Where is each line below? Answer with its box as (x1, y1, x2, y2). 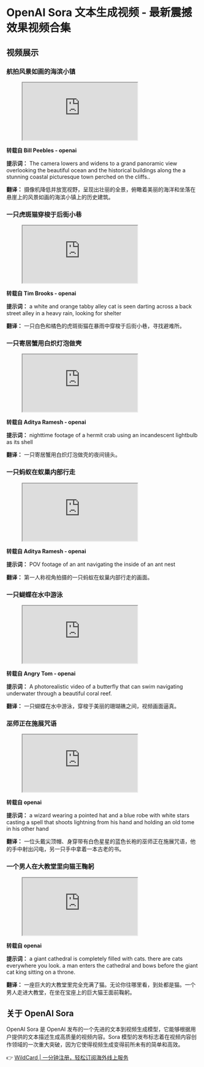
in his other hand (6, 825, 49, 833)
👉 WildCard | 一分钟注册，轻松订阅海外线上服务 (6, 1054, 129, 1061)
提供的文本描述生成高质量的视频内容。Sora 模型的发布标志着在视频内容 (11, 1033, 192, 1041)
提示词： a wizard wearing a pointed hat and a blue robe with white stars (6, 812, 190, 819)
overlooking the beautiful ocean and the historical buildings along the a (6, 166, 186, 174)
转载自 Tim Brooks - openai (6, 289, 77, 297)
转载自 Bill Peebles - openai (6, 147, 77, 154)
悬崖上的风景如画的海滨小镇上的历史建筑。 (6, 193, 114, 201)
